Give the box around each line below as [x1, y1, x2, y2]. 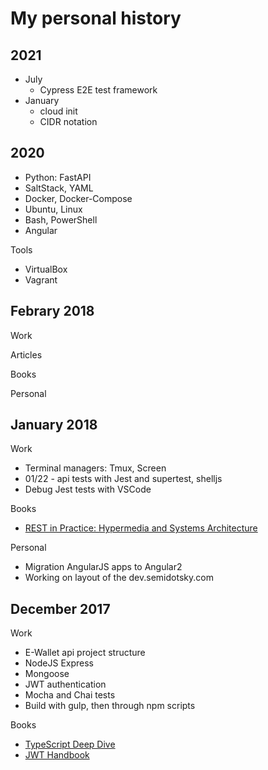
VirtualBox [24, 263, 68, 275]
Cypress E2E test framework [39, 84, 158, 96]
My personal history [10, 7, 182, 30]
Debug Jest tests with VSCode [24, 483, 152, 496]
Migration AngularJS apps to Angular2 [24, 561, 183, 573]
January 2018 [10, 417, 98, 434]
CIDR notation [39, 116, 98, 127]
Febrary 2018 [10, 303, 95, 320]
